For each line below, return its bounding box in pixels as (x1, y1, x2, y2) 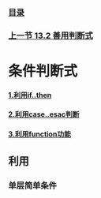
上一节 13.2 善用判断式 (8, 30, 93, 41)
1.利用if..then (8, 90, 52, 99)
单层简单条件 (8, 180, 58, 191)
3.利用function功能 (8, 129, 71, 139)
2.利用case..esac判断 (8, 110, 80, 119)
